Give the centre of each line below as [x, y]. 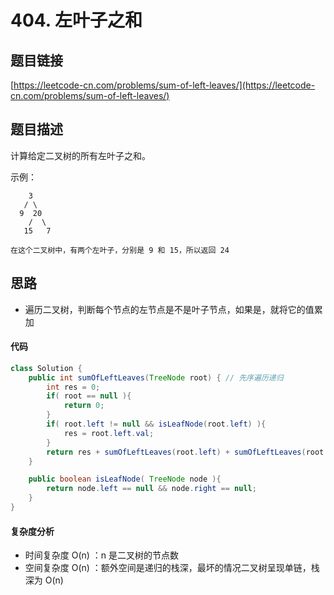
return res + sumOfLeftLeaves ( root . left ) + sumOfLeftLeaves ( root [185, 452]
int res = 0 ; [73, 387]
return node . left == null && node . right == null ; [151, 489]
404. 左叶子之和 [76, 20]
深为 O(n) [44, 580]
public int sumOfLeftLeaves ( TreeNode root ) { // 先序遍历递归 [156, 377]
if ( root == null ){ [89, 396]
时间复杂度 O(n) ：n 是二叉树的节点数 [102, 555]
